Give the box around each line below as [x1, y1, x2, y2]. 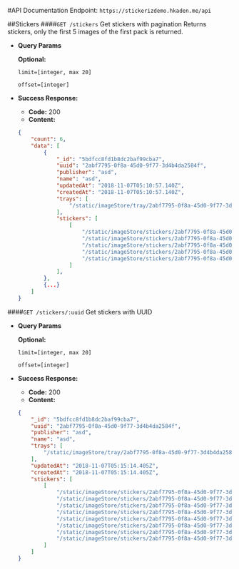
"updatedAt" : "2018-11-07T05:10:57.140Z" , [56, 182, 185, 189]
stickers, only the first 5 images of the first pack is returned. [7, 28, 183, 36]
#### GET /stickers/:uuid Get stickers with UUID [7, 307, 153, 316]
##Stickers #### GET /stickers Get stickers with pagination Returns [7, 20, 207, 28]
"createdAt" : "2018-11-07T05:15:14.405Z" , [31, 468, 159, 476]
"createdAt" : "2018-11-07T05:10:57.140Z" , [56, 188, 185, 195]
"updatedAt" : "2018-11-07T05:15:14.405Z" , [31, 462, 159, 469]
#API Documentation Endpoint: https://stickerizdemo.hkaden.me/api [7, 6, 212, 14]
